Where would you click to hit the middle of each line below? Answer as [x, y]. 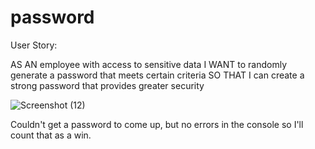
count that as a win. [51, 135]
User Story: [34, 45]
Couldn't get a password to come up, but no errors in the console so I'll [157, 124]
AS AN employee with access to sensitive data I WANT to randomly [149, 64]
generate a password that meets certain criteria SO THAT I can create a [157, 75]
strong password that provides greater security [107, 85]
